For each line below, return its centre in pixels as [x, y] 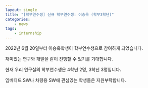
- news [21, 24]
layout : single [21, 10]
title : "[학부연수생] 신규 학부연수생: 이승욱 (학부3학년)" [60, 15]
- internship [28, 33]
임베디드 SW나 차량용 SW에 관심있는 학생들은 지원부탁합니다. [66, 80]
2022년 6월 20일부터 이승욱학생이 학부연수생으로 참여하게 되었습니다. [74, 48]
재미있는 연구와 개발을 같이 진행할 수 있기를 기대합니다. [59, 59]
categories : [18, 19]
